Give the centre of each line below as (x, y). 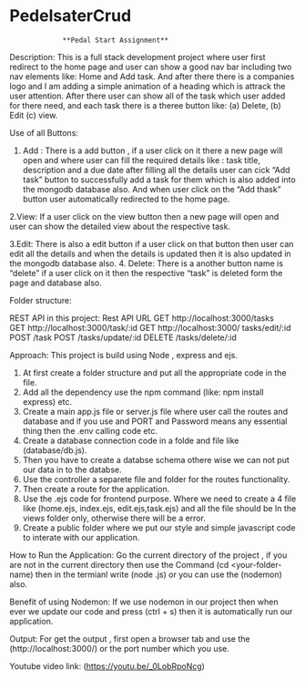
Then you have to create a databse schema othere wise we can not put (156, 459)
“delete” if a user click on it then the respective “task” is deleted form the (146, 273)
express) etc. (47, 401)
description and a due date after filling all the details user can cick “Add (156, 170)
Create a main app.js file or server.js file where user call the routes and (155, 411)
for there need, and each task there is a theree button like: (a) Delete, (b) (145, 105)
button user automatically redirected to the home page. (126, 199)
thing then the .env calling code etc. (90, 430)
